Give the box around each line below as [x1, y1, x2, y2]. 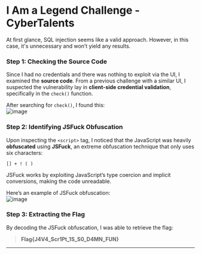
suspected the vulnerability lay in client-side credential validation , [6, 84, 172, 91]
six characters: [6, 149, 43, 156]
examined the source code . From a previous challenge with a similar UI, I [6, 77, 186, 84]
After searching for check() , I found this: [6, 102, 105, 109]
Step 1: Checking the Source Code [6, 57, 108, 66]
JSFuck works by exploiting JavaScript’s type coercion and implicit [6, 171, 171, 178]
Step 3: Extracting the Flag [6, 210, 86, 219]
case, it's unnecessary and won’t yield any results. [6, 42, 131, 50]
